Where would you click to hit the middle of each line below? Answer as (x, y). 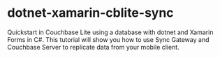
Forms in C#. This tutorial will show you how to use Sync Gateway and (108, 39)
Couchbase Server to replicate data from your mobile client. (93, 47)
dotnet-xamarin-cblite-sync (90, 13)
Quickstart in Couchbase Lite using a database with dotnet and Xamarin (110, 32)
